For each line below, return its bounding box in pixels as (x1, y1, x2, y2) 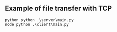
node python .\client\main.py (5, 22, 69, 27)
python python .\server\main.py (5, 17, 74, 22)
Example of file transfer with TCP (5, 4, 112, 13)
